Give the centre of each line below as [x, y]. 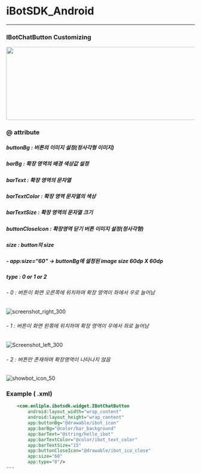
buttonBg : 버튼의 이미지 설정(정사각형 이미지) [60, 147]
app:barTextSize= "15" [55, 445]
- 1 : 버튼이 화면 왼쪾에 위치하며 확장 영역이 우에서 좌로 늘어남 [78, 326]
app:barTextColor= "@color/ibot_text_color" [83, 440]
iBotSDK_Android [50, 11]
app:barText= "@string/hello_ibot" [71, 434]
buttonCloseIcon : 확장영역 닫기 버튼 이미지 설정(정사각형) [75, 228]
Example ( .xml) [29, 394]
